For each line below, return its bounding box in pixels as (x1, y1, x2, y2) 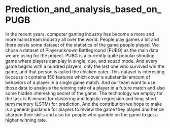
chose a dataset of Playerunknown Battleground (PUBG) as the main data (5, 47, 159, 53)
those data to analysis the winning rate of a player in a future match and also (5, 84, 165, 91)
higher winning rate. (5, 117, 47, 123)
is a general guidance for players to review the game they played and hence (5, 106, 164, 112)
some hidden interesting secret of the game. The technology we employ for (5, 90, 163, 96)
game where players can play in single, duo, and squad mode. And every (5, 58, 158, 64)
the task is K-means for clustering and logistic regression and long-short (5, 95, 157, 102)
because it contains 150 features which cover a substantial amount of (5, 74, 151, 80)
